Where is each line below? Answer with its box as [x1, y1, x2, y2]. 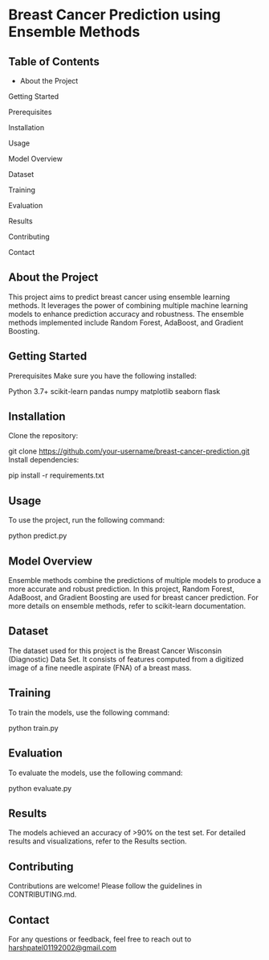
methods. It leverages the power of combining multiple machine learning [8, 300, 249, 310]
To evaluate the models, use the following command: [8, 768, 183, 777]
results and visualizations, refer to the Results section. [8, 836, 187, 846]
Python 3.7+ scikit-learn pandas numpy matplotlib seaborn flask [8, 386, 221, 396]
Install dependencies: [8, 455, 79, 465]
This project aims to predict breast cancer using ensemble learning [8, 292, 230, 302]
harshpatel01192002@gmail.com [8, 942, 116, 952]
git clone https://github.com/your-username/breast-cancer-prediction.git [8, 446, 251, 456]
